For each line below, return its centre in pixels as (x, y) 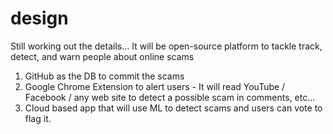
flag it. (38, 118)
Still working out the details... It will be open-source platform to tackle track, (166, 46)
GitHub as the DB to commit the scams (104, 76)
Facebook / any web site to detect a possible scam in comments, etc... (170, 97)
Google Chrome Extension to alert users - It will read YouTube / (155, 86)
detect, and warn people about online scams (102, 56)
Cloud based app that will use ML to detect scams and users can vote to (173, 108)
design (39, 18)
